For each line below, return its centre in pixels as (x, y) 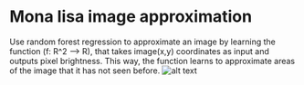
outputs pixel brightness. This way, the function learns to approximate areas (152, 61)
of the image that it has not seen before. (85, 71)
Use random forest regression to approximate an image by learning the (143, 42)
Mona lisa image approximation (131, 17)
